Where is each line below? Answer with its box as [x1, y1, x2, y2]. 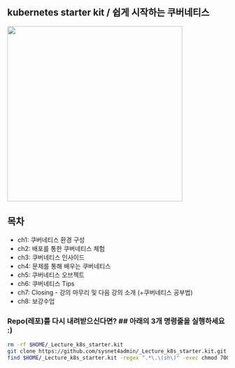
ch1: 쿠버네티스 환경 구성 [17, 236, 85, 244]
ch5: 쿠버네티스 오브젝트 [17, 271, 85, 279]
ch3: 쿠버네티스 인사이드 [17, 253, 85, 261]
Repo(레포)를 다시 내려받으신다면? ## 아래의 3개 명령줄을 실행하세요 [7, 316, 225, 326]
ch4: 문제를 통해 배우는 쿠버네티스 [17, 261, 111, 270]
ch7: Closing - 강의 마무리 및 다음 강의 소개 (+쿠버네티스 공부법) [17, 288, 194, 297]
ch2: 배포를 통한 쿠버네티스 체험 [17, 244, 105, 252]
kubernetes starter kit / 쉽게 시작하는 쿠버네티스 [7, 6, 210, 19]
